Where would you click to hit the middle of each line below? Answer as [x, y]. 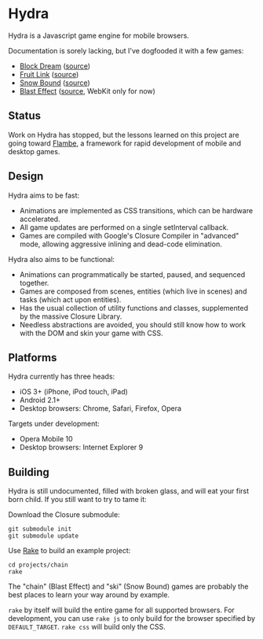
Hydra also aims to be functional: [62, 259]
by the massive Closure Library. [71, 316]
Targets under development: [54, 424]
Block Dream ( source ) [55, 66]
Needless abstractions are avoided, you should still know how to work [132, 324]
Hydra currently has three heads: [62, 377]
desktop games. [34, 151]
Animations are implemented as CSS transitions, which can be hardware [136, 210]
